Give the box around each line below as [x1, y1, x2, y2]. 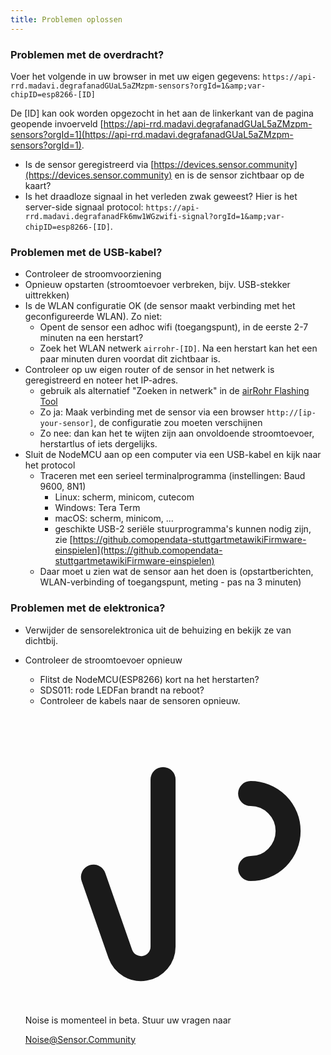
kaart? [24, 179, 52, 191]
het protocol [24, 459, 76, 471]
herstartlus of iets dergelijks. [39, 438, 158, 450]
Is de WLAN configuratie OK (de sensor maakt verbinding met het [24, 300, 296, 312]
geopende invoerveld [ [10, 117, 104, 130]
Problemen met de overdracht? [10, 47, 165, 61]
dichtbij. [24, 634, 59, 646]
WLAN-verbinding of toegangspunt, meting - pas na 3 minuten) [39, 576, 302, 588]
